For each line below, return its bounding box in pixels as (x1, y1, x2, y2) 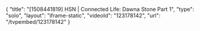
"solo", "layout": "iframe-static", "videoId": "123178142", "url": (6, 12, 161, 19)
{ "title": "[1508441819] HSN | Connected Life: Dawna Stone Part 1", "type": (6, 6, 194, 13)
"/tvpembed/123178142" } (6, 18, 71, 25)
